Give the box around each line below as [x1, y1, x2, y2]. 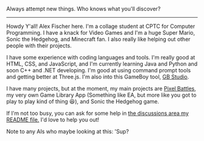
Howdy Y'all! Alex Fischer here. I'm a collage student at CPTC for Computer [6, 22, 195, 30]
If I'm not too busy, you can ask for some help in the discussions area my [6, 109, 189, 117]
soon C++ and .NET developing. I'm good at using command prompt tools [6, 67, 191, 74]
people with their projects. [6, 42, 72, 49]
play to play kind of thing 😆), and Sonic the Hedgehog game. [6, 98, 160, 105]
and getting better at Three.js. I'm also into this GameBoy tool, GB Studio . [6, 73, 189, 80]
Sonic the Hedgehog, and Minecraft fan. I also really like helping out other [6, 36, 191, 43]
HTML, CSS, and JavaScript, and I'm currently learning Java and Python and [6, 60, 198, 67]
